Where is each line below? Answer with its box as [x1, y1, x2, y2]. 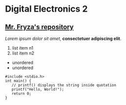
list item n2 [12, 50, 35, 56]
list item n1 [12, 45, 34, 51]
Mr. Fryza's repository [5, 23, 74, 31]
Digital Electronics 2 [5, 3, 88, 15]
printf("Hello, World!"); [11, 87, 64, 92]
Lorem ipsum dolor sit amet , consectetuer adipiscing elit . [5, 35, 122, 41]
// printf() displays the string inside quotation [11, 83, 117, 87]
